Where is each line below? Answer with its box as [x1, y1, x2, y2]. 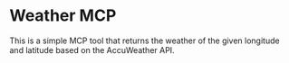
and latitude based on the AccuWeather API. [9, 44, 175, 55]
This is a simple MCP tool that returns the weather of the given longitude [9, 35, 280, 46]
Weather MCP [9, 5, 117, 26]
